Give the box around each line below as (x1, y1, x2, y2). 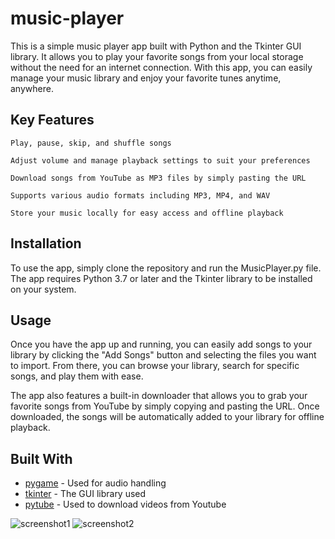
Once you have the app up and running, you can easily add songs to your (10, 338, 313, 351)
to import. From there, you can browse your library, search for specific (10, 360, 300, 372)
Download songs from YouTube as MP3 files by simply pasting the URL (10, 173, 307, 183)
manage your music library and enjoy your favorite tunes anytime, (10, 72, 282, 84)
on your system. (10, 283, 77, 295)
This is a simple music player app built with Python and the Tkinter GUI (10, 40, 302, 52)
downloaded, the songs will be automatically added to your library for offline (10, 411, 325, 423)
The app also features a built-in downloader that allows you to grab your (10, 390, 308, 402)
